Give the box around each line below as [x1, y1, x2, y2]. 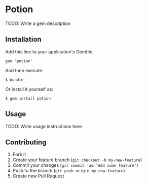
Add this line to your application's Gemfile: [5, 48, 94, 54]
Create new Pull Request [12, 173, 64, 179]
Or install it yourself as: [5, 86, 53, 92]
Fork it [12, 151, 26, 158]
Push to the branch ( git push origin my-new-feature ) [12, 168, 125, 174]
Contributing [5, 138, 47, 146]
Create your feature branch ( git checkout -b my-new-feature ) [12, 157, 142, 163]
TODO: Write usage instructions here [5, 123, 82, 129]
